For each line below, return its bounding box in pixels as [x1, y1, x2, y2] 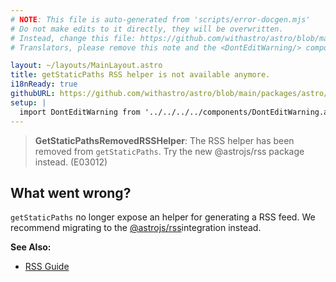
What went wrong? [10, 184, 132, 201]
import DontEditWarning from [19, 107, 141, 117]
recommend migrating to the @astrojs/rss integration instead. [10, 222, 262, 234]
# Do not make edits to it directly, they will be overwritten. [10, 24, 284, 34]
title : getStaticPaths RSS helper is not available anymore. [10, 70, 271, 80]
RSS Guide [24, 261, 70, 273]
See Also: [10, 241, 52, 253]
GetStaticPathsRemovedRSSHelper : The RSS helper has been [34, 134, 295, 146]
